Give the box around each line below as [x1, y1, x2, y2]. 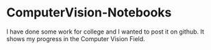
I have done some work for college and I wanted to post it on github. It [6, 27, 205, 36]
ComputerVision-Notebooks [6, 5, 172, 21]
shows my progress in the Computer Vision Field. [6, 34, 145, 42]
